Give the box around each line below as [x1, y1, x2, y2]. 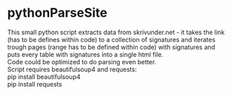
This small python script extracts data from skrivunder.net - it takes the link [7, 28, 225, 36]
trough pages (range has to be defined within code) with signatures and [7, 43, 216, 51]
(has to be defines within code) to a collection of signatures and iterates [7, 35, 216, 43]
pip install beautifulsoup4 [7, 72, 81, 81]
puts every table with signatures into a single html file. [7, 50, 164, 59]
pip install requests [7, 80, 63, 88]
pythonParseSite [7, 5, 108, 21]
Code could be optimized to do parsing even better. [7, 57, 157, 66]
